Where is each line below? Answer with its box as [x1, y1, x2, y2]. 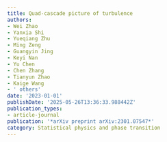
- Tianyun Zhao [7, 73, 51, 81]
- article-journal [7, 111, 60, 118]
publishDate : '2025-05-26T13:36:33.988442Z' [7, 99, 136, 106]
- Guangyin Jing [7, 48, 53, 55]
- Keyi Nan [7, 55, 38, 61]
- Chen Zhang [7, 67, 44, 74]
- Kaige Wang [7, 80, 44, 87]
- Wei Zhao [7, 23, 38, 29]
